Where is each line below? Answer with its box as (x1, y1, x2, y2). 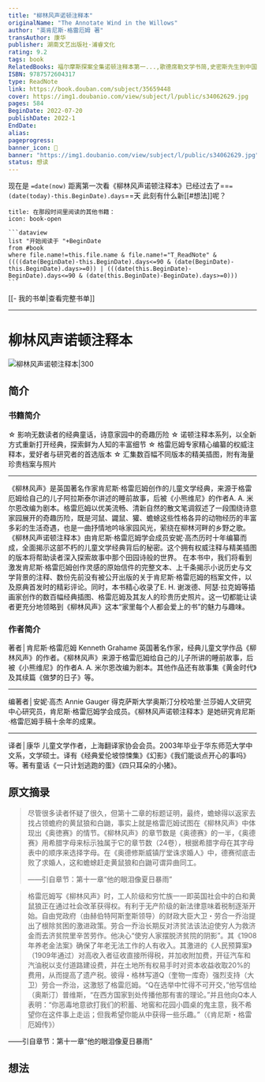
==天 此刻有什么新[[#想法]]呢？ (125, 191, 227, 201)
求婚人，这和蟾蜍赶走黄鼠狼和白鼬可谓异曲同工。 (41, 858, 201, 867)
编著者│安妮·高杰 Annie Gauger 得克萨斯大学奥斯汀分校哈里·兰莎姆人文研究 (8, 697, 252, 707)
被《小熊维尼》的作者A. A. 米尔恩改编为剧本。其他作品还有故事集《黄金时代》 (8, 663, 257, 672)
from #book (8, 244, 44, 253)
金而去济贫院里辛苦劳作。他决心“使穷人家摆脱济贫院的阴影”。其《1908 (27, 930, 257, 940)
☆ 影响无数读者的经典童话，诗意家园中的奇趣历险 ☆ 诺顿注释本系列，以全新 (8, 430, 257, 439)
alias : (8, 129, 30, 137)
